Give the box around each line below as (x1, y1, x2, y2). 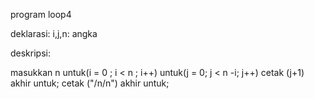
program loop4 (10, 9, 72, 20)
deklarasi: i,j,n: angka (10, 28, 98, 39)
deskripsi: (10, 47, 51, 59)
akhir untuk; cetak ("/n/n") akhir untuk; (10, 77, 170, 89)
